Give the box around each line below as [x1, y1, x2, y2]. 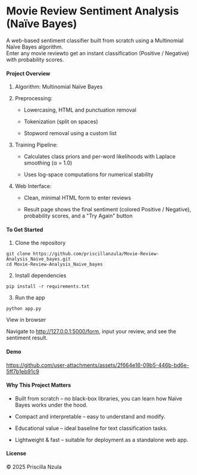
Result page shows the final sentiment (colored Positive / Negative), [23, 206, 192, 213]
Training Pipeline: [14, 141, 58, 148]
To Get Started [6, 226, 44, 233]
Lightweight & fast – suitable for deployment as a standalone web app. [14, 436, 189, 443]
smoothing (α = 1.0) [23, 159, 72, 166]
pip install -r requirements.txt [6, 283, 90, 289]
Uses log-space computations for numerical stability [23, 171, 154, 178]
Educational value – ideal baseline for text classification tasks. [14, 425, 168, 432]
